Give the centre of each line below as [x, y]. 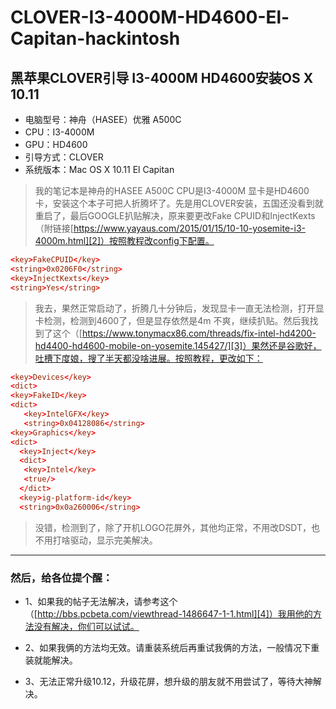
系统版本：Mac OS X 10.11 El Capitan [99, 169]
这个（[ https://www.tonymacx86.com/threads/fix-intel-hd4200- [184, 333]
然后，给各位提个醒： [61, 578]
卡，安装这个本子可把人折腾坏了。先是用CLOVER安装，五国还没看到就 [179, 203]
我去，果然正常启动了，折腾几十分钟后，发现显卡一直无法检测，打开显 [179, 308]
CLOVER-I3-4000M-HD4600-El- [150, 17]
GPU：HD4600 [56, 144]
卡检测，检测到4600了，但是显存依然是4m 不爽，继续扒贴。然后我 [172, 320]
